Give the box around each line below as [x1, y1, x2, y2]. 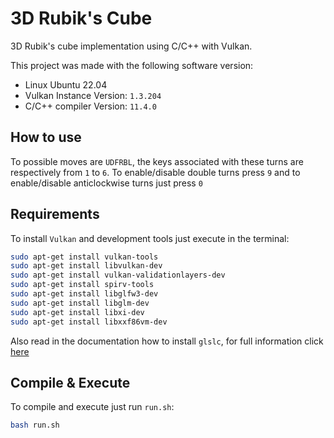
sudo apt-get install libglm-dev [10, 298, 150, 308]
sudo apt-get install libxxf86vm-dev [10, 317, 168, 327]
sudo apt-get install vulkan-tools [10, 252, 159, 262]
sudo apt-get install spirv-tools [10, 280, 155, 290]
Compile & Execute [10, 374, 131, 391]
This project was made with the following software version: [10, 59, 254, 71]
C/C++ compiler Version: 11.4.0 [24, 100, 157, 112]
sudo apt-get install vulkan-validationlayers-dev [10, 270, 226, 281]
